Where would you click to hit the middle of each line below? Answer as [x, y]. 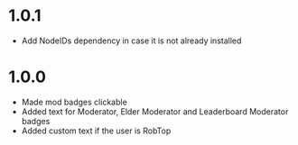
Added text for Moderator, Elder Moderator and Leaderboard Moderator [155, 111]
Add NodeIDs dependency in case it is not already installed [131, 41]
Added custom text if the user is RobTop [96, 131]
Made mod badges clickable [74, 102]
